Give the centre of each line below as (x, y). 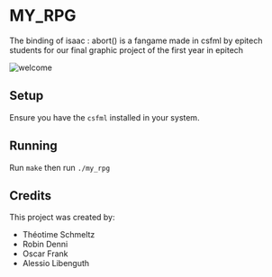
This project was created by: (62, 218)
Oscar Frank (45, 254)
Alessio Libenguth (56, 264)
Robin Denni (45, 245)
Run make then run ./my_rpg (60, 167)
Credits (31, 196)
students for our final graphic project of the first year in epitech (127, 49)
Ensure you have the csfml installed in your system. (104, 117)
